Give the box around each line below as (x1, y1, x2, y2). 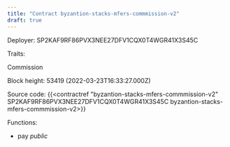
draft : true (7, 17, 42, 24)
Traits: (7, 49, 26, 58)
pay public (17, 132, 48, 140)
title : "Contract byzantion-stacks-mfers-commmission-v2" (7, 10, 180, 17)
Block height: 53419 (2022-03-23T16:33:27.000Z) (7, 76, 152, 84)
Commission (7, 63, 43, 71)
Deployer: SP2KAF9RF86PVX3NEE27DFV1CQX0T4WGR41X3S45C (7, 36, 199, 44)
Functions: (7, 118, 38, 126)
